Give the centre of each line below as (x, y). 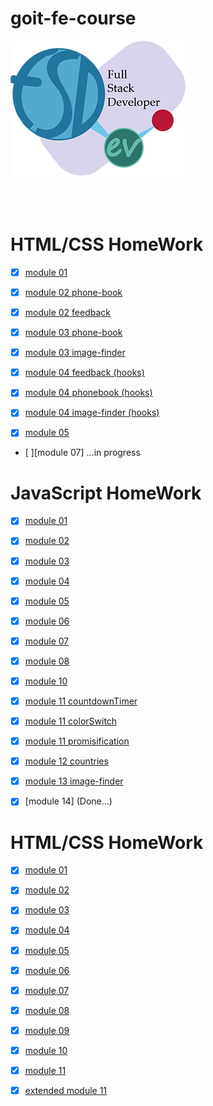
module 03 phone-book (73, 333)
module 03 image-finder (75, 353)
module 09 (47, 1030)
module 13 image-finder (74, 781)
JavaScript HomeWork (106, 493)
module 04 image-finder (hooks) (92, 413)
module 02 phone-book (73, 292)
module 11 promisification (77, 741)
